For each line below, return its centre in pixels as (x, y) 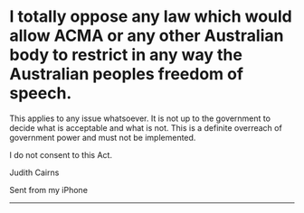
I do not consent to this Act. (61, 154)
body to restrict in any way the (126, 55)
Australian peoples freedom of (127, 74)
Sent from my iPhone (49, 190)
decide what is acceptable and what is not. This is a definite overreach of (146, 127)
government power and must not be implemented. (103, 137)
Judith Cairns (34, 172)
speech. (41, 93)
